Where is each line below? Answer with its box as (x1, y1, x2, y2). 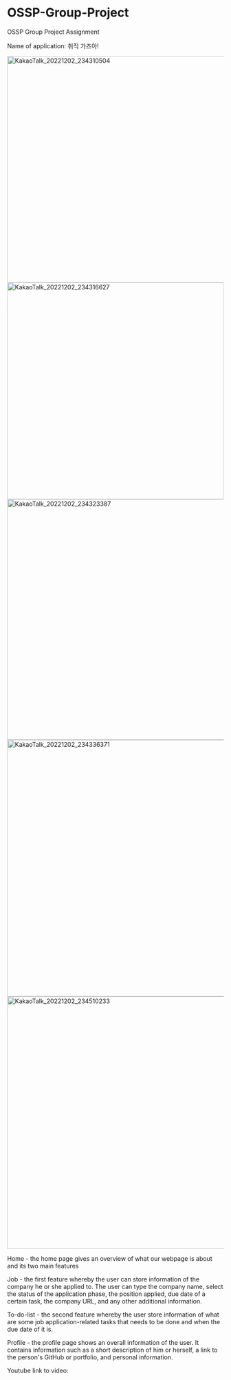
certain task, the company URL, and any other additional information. (7, 1297, 203, 1305)
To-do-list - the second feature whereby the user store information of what (7, 1310, 220, 1319)
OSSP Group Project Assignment (7, 28, 100, 36)
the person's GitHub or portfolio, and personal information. (7, 1352, 173, 1361)
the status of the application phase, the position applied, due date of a (7, 1290, 206, 1298)
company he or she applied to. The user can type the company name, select (7, 1282, 223, 1290)
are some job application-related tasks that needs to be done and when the (7, 1317, 221, 1326)
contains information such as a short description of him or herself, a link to (7, 1346, 218, 1354)
